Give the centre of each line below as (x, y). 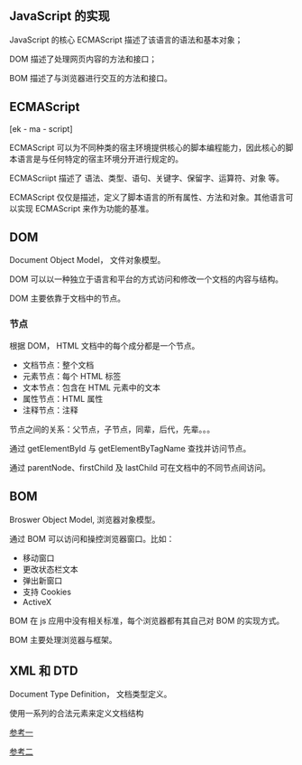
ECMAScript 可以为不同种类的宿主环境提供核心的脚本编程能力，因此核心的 (147, 147)
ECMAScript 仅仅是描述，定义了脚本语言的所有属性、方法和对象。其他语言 (147, 197)
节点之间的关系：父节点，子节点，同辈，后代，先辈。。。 (112, 429)
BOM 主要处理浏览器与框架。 (63, 639)
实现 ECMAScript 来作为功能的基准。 (85, 208)
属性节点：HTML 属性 (63, 398)
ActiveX (37, 602)
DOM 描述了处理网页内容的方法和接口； (83, 59)
